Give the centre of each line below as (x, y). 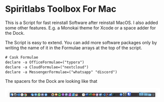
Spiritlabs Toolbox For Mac (61, 9)
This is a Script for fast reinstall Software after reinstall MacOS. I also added (82, 23)
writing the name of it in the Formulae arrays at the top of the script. (74, 48)
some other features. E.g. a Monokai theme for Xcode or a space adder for (81, 27)
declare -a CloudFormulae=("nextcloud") (47, 67)
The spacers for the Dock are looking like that (51, 81)
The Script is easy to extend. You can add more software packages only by (81, 42)
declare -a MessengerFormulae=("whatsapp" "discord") (61, 72)
